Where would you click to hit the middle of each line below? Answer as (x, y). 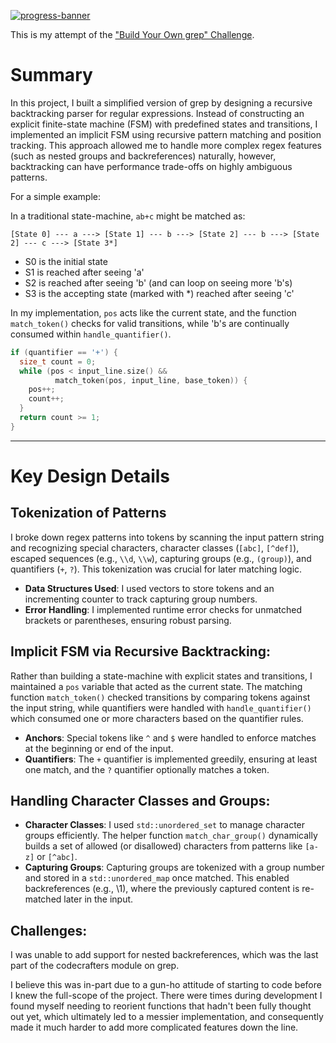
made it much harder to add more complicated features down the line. (154, 1027)
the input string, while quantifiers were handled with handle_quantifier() (161, 707)
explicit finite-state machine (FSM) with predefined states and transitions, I (164, 124)
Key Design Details (90, 476)
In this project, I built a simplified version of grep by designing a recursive (161, 102)
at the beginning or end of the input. (99, 748)
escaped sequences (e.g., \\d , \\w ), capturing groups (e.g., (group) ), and (161, 558)
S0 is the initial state (66, 261)
